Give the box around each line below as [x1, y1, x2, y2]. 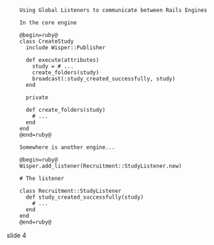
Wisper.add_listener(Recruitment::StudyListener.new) [19, 162, 182, 170]
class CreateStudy [19, 38, 74, 45]
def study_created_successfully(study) [25, 194, 144, 201]
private [25, 94, 49, 101]
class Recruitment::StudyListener [19, 187, 122, 194]
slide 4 [6, 231, 26, 239]
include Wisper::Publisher [25, 44, 106, 51]
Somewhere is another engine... [19, 144, 115, 151]
